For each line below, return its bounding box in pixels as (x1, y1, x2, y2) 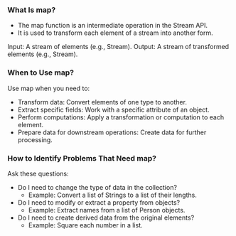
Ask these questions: (7, 169, 69, 178)
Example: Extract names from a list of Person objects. (28, 205, 186, 214)
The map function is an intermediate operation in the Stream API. (17, 21, 208, 30)
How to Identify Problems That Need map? (7, 153, 156, 163)
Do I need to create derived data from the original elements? (17, 213, 195, 222)
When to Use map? (7, 68, 75, 77)
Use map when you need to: (7, 84, 90, 92)
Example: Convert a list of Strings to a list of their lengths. (28, 191, 197, 199)
